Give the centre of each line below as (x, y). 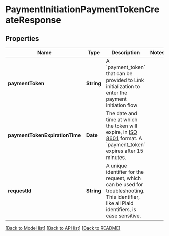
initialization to (123, 86)
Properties (22, 38)
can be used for (124, 184)
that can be (119, 74)
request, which (123, 178)
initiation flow (122, 105)
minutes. (116, 157)
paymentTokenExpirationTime (45, 135)
